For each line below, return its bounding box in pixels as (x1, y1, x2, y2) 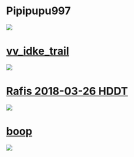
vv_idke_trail (6, 45, 70, 58)
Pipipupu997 (6, 4, 71, 18)
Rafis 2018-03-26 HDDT (6, 84, 128, 98)
